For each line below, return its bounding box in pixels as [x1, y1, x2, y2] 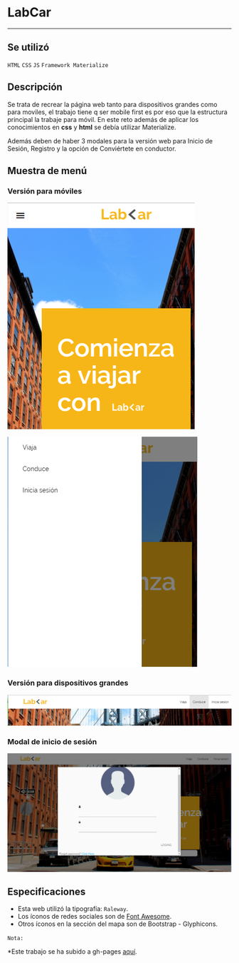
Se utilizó [7, 41, 50, 53]
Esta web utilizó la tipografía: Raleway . [17, 905, 129, 913]
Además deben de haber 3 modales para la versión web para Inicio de [7, 136, 213, 145]
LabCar [7, 4, 52, 21]
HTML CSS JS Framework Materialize [7, 61, 109, 68]
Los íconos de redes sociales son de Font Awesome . [17, 912, 172, 921]
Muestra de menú [7, 165, 87, 177]
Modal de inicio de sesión [7, 736, 97, 746]
